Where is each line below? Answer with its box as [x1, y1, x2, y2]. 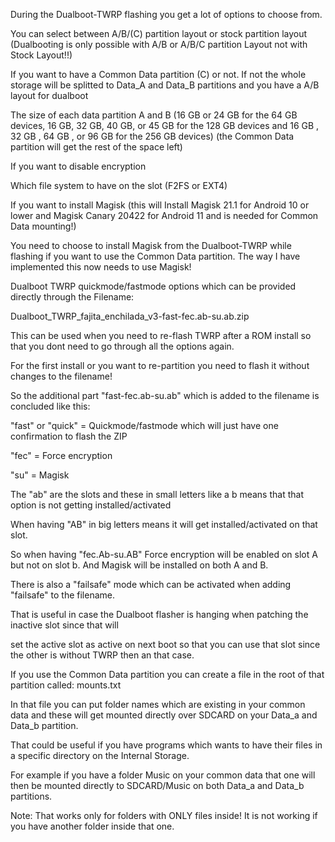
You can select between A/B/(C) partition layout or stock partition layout [10, 28, 308, 39]
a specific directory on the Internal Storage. [10, 750, 190, 761]
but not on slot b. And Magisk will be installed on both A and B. [10, 559, 269, 571]
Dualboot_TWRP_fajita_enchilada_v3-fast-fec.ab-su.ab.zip [10, 310, 250, 322]
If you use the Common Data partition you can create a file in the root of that [10, 669, 325, 680]
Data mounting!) [10, 220, 77, 232]
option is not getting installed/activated [10, 499, 172, 511]
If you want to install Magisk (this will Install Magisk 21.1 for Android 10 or [10, 199, 310, 211]
